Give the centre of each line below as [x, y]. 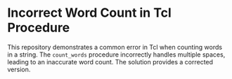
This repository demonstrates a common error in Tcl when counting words [115, 47]
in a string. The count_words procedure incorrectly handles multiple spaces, [116, 55]
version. [19, 69]
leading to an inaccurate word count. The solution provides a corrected [110, 62]
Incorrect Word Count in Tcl [89, 13]
